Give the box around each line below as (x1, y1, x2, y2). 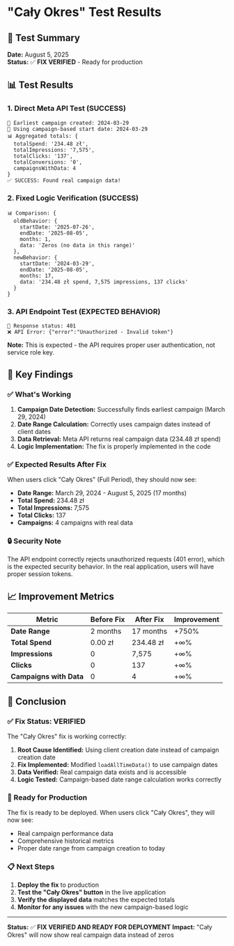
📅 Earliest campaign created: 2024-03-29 (7, 119, 130, 126)
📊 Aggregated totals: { (7, 132, 79, 139)
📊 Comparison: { (7, 210, 57, 217)
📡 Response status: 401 (7, 323, 77, 329)
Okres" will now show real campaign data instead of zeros (7, 931, 174, 939)
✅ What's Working (7, 389, 72, 399)
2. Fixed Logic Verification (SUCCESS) (7, 193, 139, 203)
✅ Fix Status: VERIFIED (7, 716, 86, 726)
